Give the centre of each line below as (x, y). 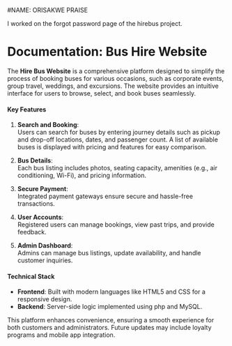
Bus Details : (35, 160)
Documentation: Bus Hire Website (107, 52)
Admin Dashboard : (45, 246)
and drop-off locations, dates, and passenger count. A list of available (117, 140)
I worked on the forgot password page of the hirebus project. (95, 23)
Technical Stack (31, 276)
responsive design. (45, 299)
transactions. (36, 204)
